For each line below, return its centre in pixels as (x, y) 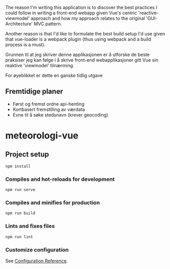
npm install (18, 166)
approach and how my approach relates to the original (88, 18)
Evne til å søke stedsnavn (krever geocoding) (60, 114)
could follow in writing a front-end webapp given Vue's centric (71, 13)
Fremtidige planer (34, 92)
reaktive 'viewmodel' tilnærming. (40, 65)
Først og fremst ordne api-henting (48, 104)
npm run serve (20, 190)
